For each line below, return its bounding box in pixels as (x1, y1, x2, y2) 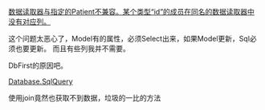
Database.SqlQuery (8, 77, 74, 86)
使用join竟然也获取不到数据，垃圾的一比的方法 (8, 93, 161, 102)
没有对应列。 (8, 17, 51, 26)
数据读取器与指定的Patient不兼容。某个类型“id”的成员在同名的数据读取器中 (8, 7, 255, 16)
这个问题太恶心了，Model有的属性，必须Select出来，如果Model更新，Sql (8, 34, 251, 43)
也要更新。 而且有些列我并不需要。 (14, 44, 130, 53)
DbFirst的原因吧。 (8, 61, 68, 70)
